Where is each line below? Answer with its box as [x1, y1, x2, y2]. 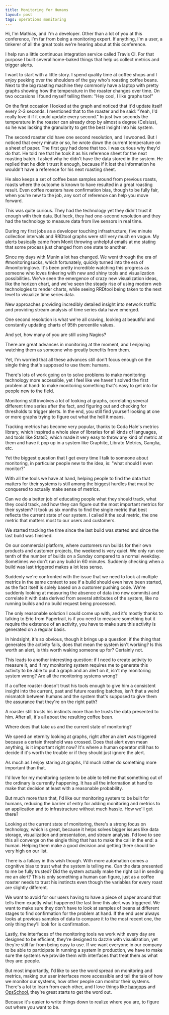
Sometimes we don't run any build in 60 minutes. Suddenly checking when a [5, 559, 164, 565]
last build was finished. [5, 533, 53, 539]
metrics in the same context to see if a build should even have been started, [5, 579, 162, 585]
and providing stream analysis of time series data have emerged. [5, 307, 140, 313]
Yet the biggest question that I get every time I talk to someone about [5, 455, 148, 461]
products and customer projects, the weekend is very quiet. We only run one [5, 548, 164, 554]
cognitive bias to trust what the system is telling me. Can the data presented [5, 863, 163, 869]
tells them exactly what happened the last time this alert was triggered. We [5, 900, 160, 906]
